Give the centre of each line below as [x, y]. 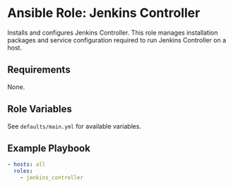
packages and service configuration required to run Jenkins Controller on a [117, 40]
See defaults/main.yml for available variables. [74, 126]
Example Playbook [49, 148]
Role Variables [40, 109]
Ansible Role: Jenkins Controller [104, 13]
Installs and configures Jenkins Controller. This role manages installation [113, 33]
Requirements [39, 70]
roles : [23, 171]
